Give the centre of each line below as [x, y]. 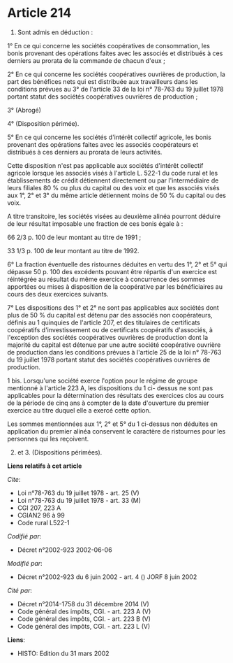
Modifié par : [25, 563]
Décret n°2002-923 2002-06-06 [65, 550]
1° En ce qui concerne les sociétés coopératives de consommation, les [109, 45]
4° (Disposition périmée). [43, 123]
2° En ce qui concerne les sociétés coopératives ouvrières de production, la [116, 74]
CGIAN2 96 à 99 [41, 515]
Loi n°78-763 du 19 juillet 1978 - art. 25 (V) [78, 493]
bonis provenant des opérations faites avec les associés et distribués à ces [115, 53]
